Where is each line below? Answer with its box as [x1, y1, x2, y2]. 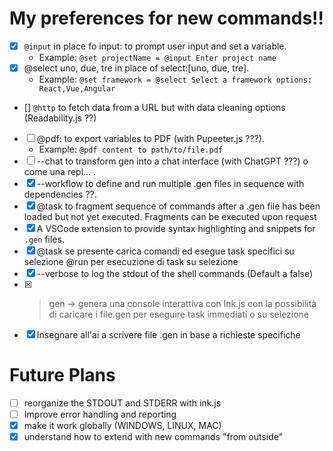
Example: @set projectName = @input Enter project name [38, 52, 277, 63]
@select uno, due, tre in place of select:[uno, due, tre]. [23, 62, 250, 74]
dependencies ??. [23, 188, 97, 201]
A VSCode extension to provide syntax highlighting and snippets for [36, 223, 316, 235]
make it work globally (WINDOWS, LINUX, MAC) [23, 420, 222, 432]
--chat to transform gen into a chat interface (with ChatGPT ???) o [36, 155, 309, 167]
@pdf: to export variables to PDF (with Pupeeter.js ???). [36, 133, 265, 145]
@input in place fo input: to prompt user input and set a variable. [23, 40, 287, 52]
